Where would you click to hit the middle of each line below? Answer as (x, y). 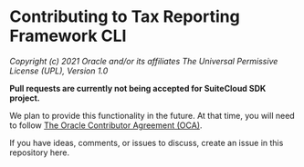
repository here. (40, 152)
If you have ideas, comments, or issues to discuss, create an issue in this (147, 142)
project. (25, 98)
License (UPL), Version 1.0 (59, 71)
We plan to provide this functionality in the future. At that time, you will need (152, 115)
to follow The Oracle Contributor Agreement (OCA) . (106, 125)
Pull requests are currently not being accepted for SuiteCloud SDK (138, 88)
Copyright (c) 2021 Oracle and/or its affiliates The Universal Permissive (144, 61)
